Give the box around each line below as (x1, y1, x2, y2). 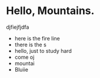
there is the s (14, 41, 47, 48)
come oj (14, 53, 35, 60)
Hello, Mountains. (6, 4, 95, 18)
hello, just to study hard (14, 47, 72, 54)
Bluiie (14, 66, 28, 73)
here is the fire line (14, 35, 60, 42)
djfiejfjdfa (6, 23, 29, 30)
